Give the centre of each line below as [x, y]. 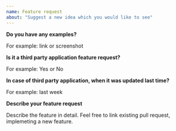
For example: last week [34, 92]
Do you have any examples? [42, 34]
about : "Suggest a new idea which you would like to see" [79, 17]
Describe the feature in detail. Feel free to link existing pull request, [88, 115]
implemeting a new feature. [40, 121]
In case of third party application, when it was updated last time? [88, 80]
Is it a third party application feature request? [63, 57]
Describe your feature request [44, 103]
